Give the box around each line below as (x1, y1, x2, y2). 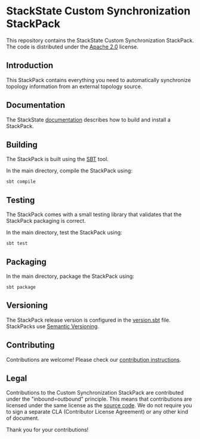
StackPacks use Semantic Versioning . (6, 322, 100, 330)
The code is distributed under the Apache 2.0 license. (6, 43, 139, 50)
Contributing (6, 340, 55, 350)
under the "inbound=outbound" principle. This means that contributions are (6, 395, 192, 402)
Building (6, 140, 38, 150)
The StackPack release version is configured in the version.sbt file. (6, 316, 171, 323)
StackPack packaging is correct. (6, 217, 86, 225)
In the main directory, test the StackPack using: (6, 229, 122, 236)
